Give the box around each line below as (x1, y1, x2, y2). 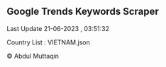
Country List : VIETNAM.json (6, 38, 90, 47)
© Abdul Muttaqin (6, 51, 60, 60)
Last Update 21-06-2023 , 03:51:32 (6, 24, 109, 32)
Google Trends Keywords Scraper (6, 6, 159, 18)
